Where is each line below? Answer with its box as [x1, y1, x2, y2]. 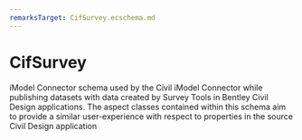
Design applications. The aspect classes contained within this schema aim [9, 101, 287, 112]
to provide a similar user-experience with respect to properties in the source [9, 110, 294, 122]
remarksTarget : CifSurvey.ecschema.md [9, 13, 156, 23]
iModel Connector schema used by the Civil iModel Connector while [9, 82, 263, 93]
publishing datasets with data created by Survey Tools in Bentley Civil [9, 91, 269, 102]
